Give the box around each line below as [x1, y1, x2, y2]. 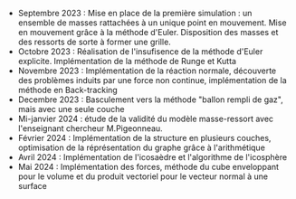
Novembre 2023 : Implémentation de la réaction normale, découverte [17, 65, 277, 76]
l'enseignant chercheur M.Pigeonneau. [17, 123, 163, 134]
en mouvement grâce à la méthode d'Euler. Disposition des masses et [17, 27, 279, 37]
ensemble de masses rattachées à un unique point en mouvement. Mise [17, 17, 287, 28]
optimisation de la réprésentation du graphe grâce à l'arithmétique [17, 142, 265, 153]
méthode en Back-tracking [17, 85, 118, 95]
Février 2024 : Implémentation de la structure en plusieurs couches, [17, 133, 272, 143]
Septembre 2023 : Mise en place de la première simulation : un [17, 8, 253, 18]
